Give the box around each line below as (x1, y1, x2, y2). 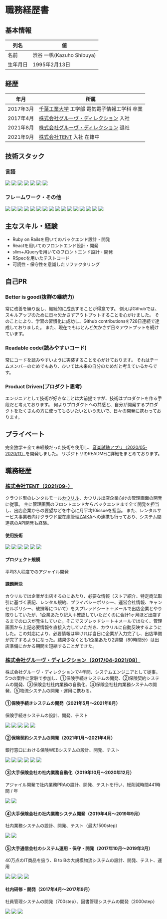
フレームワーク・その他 (5, 194, 61, 201)
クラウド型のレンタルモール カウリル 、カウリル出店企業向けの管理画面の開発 (5, 495, 163, 501)
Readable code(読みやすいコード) (5, 344, 87, 351)
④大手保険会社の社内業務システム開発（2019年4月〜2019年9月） (5, 811, 143, 817)
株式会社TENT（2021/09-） (5, 483, 73, 490)
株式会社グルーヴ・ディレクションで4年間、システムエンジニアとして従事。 (5, 669, 161, 675)
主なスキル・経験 (5, 222, 58, 230)
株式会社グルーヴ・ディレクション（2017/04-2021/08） (5, 657, 141, 664)
